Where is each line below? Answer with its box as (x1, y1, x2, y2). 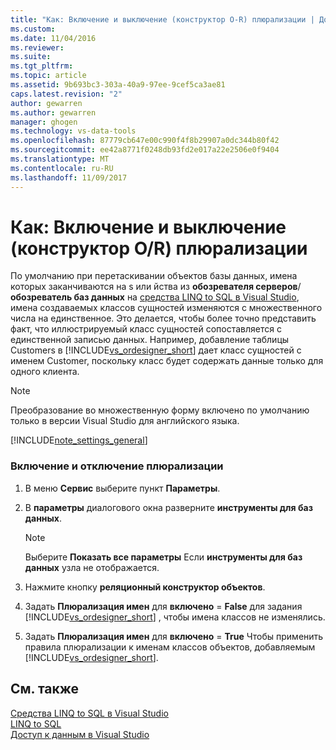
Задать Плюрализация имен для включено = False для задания (24, 600, 303, 612)
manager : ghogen (10, 117, 78, 127)
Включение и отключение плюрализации (10, 459, 224, 473)
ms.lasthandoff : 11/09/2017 (10, 172, 128, 183)
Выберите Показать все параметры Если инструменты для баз (24, 551, 303, 563)
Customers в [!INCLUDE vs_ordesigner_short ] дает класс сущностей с (10, 344, 302, 356)
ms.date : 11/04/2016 (10, 33, 97, 43)
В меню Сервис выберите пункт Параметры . (24, 482, 221, 494)
